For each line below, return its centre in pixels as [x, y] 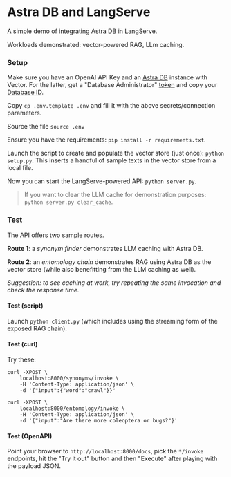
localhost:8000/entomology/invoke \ [73, 409]
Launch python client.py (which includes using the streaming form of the [112, 321]
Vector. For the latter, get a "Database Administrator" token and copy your [112, 85]
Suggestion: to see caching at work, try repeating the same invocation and [114, 282]
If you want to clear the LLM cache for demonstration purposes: [115, 195]
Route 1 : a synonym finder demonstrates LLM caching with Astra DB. [105, 248]
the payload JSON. [34, 466]
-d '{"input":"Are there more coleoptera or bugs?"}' [99, 420]
